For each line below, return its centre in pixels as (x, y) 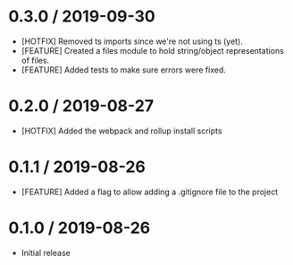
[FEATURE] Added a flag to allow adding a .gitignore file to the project (150, 192)
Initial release (46, 252)
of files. (35, 60)
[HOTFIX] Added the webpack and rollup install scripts (121, 131)
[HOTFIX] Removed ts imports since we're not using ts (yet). (132, 41)
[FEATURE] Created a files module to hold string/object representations (153, 50)
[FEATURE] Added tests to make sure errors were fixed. (124, 70)
